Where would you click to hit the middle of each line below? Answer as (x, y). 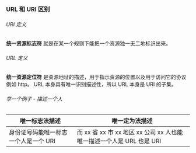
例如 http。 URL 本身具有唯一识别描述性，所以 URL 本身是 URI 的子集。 (91, 84)
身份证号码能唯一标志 (38, 132)
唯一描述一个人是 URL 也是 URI (119, 141)
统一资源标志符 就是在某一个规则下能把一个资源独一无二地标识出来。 (88, 44)
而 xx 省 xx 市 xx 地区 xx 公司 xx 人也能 (130, 132)
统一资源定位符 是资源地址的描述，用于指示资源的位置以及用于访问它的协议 (96, 77)
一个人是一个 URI (32, 141)
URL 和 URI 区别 (28, 9)
